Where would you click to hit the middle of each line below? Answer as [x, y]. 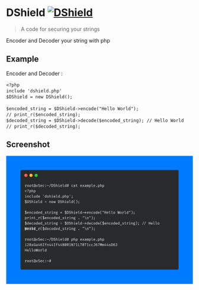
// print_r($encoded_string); [44, 115]
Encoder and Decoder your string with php [58, 40]
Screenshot [28, 145]
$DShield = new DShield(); [39, 97]
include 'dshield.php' [34, 91]
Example [23, 59]
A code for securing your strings [60, 29]
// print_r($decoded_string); [44, 126]
